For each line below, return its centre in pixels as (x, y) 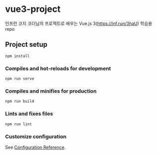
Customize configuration (36, 136)
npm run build (20, 102)
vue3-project (33, 9)
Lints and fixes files (29, 114)
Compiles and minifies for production (51, 91)
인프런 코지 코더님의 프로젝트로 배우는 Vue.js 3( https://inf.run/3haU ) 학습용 (79, 23)
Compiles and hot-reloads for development (58, 68)
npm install (17, 56)
